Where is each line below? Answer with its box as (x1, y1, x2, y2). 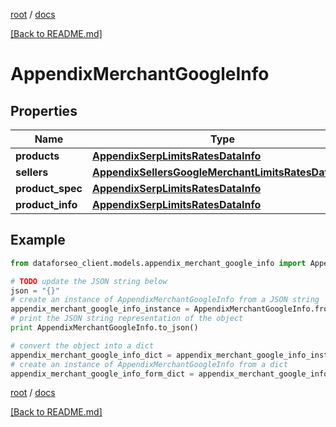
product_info (15, 198, 78, 211)
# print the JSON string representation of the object (10, 314, 244, 324)
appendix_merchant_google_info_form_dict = (10, 369, 195, 379)
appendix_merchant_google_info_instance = (10, 304, 190, 314)
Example (10, 232, 66, 249)
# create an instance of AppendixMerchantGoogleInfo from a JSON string (10, 295, 320, 305)
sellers (15, 165, 49, 179)
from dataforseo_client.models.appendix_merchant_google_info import (10, 258, 307, 268)
